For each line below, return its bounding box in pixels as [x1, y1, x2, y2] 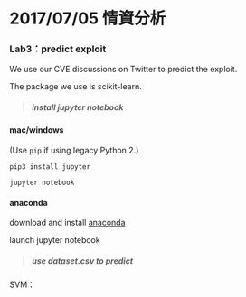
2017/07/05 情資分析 [9, 8, 166, 29]
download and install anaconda [9, 218, 126, 228]
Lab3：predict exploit [9, 42, 107, 55]
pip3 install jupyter [9, 162, 91, 172]
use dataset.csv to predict [31, 255, 134, 266]
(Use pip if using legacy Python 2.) [9, 145, 139, 156]
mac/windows [9, 125, 64, 135]
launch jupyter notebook [9, 235, 101, 246]
